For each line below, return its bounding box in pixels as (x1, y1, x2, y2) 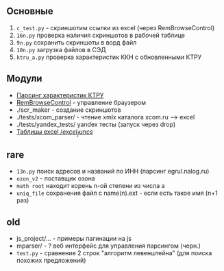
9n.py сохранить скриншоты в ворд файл (16, 38, 137, 47)
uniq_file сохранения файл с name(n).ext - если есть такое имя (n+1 (16, 189, 218, 198)
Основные (6, 5, 54, 17)
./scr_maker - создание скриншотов (16, 106, 121, 114)
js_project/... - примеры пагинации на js (16, 235, 132, 243)
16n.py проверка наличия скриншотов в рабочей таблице (16, 31, 186, 39)
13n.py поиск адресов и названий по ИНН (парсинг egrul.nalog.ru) (16, 167, 210, 176)
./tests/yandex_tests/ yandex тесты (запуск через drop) (16, 120, 176, 128)
